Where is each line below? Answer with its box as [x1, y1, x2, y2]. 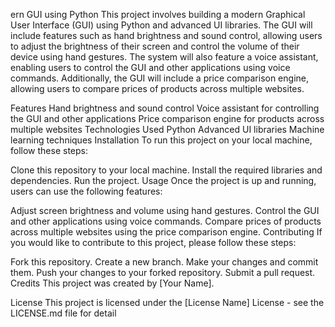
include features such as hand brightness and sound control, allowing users [10, 30, 323, 41]
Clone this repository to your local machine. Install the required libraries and [10, 164, 323, 176]
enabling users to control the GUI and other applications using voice [10, 62, 291, 73]
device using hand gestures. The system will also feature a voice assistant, [10, 51, 319, 63]
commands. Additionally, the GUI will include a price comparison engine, [10, 72, 309, 84]
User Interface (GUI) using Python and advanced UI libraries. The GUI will [10, 19, 313, 31]
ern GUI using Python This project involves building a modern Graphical [10, 9, 306, 20]
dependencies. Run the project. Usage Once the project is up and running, [10, 175, 317, 186]
